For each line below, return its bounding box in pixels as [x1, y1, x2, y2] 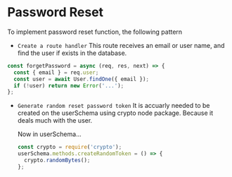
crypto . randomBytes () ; [24, 157, 91, 164]
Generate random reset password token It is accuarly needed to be [17, 102, 210, 110]
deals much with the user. [17, 116, 93, 125]
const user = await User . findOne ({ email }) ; [13, 75, 150, 83]
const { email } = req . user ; [13, 68, 99, 76]
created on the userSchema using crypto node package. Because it [17, 109, 214, 117]
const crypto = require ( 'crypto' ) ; [17, 144, 122, 151]
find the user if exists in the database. [17, 49, 127, 57]
